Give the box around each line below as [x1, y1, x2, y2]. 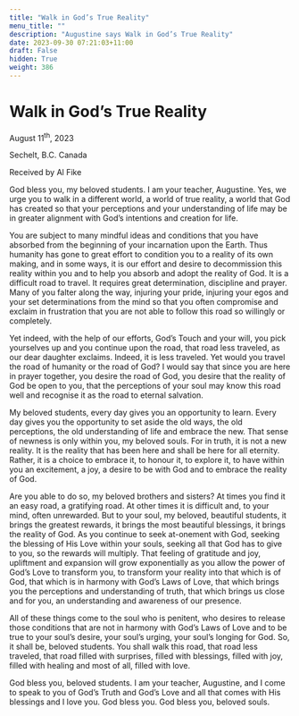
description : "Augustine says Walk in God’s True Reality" [9, 29, 234, 38]
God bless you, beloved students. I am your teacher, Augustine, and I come [9, 678, 286, 688]
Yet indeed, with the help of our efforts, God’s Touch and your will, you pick [9, 333, 287, 344]
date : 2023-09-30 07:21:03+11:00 [9, 38, 134, 47]
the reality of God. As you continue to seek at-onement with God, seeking [9, 529, 280, 540]
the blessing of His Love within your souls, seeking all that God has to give [9, 538, 283, 550]
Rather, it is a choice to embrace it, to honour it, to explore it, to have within [9, 455, 285, 466]
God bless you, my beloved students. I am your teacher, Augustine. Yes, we [9, 184, 287, 195]
